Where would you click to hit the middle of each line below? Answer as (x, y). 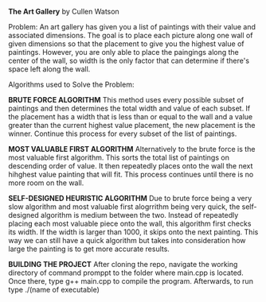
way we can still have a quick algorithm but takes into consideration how (127, 240)
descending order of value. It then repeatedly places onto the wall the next (131, 166)
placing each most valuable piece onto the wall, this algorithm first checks (130, 223)
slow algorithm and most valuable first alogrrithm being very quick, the (124, 207)
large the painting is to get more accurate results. (89, 249)
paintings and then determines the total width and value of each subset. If (129, 108)
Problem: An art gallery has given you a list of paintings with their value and (132, 27)
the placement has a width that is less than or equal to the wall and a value (131, 117)
